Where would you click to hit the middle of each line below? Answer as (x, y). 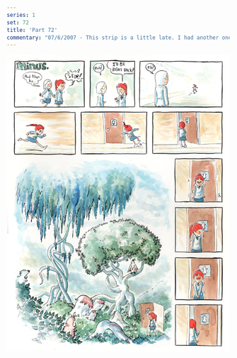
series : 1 (21, 15)
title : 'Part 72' (32, 30)
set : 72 (18, 22)
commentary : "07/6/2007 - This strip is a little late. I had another (113, 38)
